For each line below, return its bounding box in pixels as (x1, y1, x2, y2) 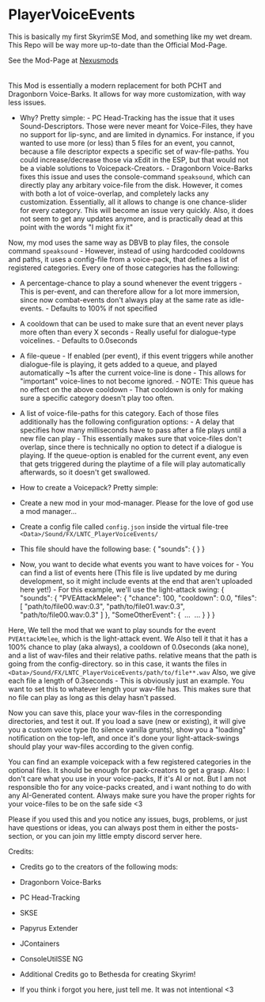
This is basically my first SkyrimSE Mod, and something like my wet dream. (8, 32, 252, 41)
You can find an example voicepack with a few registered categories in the (8, 756, 252, 766)
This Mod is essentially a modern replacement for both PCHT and (8, 81, 221, 90)
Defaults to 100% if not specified (50, 303, 157, 313)
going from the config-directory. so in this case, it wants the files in (8, 659, 227, 669)
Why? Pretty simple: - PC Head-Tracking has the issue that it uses (19, 112, 235, 122)
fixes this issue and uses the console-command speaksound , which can (19, 172, 251, 181)
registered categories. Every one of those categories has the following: (8, 263, 240, 272)
